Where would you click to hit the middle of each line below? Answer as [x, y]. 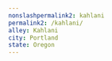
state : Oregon [32, 45]
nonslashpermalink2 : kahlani [56, 15]
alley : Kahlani [33, 30]
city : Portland [33, 38]
